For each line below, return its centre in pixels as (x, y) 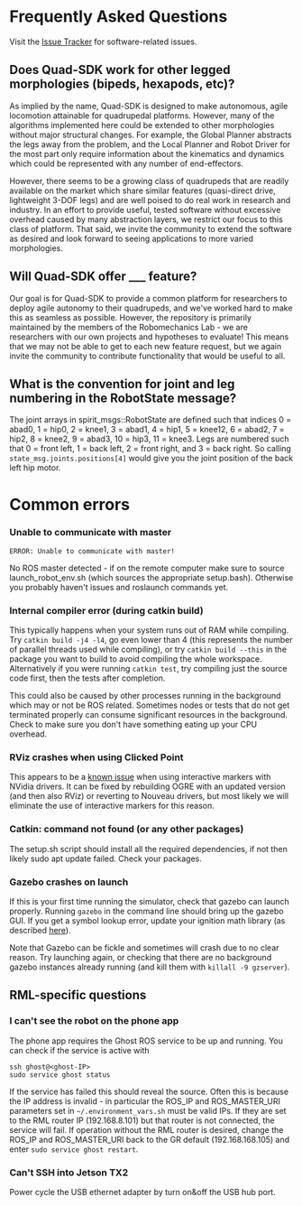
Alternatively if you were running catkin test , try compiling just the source (148, 669)
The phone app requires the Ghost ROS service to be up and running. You (146, 1041)
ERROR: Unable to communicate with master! (92, 551)
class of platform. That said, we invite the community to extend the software (151, 228)
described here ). (40, 931)
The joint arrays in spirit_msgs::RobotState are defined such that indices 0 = (151, 420)
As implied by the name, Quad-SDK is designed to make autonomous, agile (149, 106)
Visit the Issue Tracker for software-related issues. (103, 42)
